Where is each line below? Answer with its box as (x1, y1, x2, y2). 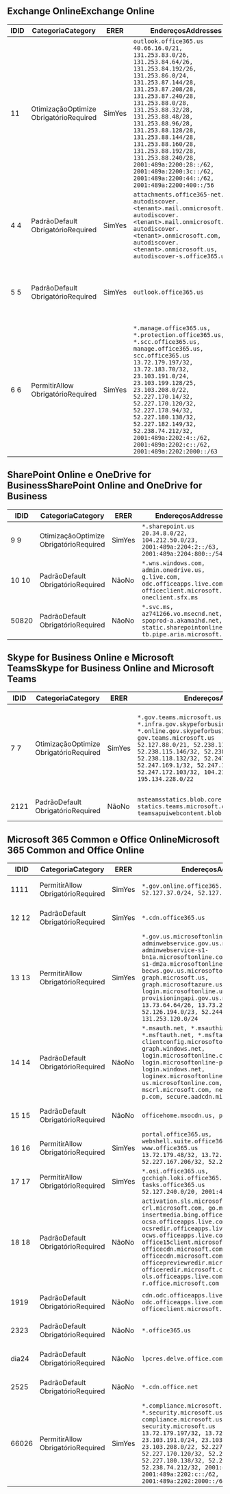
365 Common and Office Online (7, 844, 145, 856)
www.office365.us (141, 1144, 199, 1152)
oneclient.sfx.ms (141, 593, 199, 601)
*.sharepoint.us (141, 522, 195, 530)
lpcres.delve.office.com (141, 1355, 223, 1362)
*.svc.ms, (141, 603, 174, 610)
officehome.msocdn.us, (141, 1112, 216, 1119)
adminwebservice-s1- (141, 947, 209, 954)
